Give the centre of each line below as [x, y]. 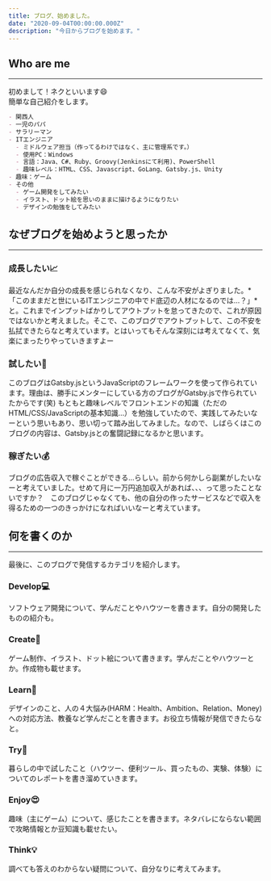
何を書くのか [40, 536]
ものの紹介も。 [33, 618]
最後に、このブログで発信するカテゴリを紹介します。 [96, 564]
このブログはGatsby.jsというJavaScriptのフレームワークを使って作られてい [133, 382]
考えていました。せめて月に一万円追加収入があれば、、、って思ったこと [139, 488]
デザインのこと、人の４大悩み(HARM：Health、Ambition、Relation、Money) [135, 708]
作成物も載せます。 [54, 668]
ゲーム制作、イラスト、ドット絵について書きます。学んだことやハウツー [128, 658]
